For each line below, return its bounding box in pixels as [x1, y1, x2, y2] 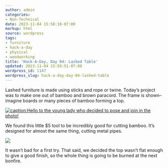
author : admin [5, 7, 35, 13]
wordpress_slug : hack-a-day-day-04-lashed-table [5, 73, 109, 78]
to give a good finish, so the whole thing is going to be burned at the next [5, 152, 157, 158]
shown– [145, 92, 162, 98]
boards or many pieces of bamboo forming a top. [22, 97, 125, 103]
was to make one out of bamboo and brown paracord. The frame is [5, 92, 145, 98]
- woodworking [5, 54, 35, 60]
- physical [5, 49, 28, 54]
